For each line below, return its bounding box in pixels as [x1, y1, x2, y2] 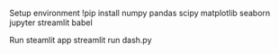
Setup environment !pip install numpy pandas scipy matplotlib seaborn [9, 8, 271, 18]
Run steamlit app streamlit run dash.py [9, 35, 152, 45]
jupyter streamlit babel [9, 17, 93, 28]
